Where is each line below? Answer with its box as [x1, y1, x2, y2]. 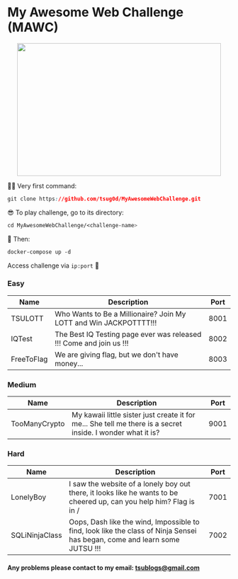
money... [54, 358, 84, 368]
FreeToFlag [11, 354, 48, 364]
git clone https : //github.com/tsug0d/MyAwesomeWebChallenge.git [7, 195, 201, 202]
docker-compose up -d [7, 248, 72, 256]
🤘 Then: [7, 234, 30, 243]
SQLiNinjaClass [11, 530, 62, 540]
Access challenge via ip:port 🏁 [7, 261, 99, 270]
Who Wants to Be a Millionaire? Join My [54, 309, 186, 319]
